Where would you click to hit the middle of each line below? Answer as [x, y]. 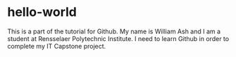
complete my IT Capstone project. [57, 46]
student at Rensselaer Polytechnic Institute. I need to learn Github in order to [118, 38]
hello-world [42, 12]
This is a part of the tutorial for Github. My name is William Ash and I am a [114, 31]
